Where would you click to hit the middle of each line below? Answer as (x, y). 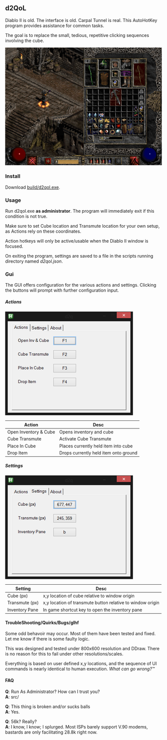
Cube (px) (18, 596)
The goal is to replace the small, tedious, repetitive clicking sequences (77, 35)
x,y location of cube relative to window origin (89, 596)
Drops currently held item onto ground (98, 453)
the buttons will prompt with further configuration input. (62, 290)
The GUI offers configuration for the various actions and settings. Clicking (81, 285)
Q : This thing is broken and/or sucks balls (48, 707)
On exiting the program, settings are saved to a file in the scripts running (79, 256)
